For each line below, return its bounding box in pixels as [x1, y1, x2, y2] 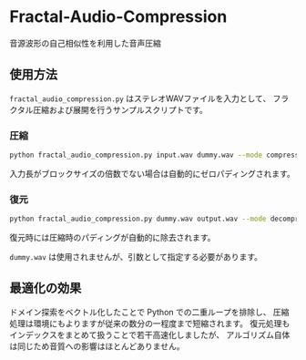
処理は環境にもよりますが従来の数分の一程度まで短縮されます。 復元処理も [9, 317, 291, 329]
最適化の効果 [9, 281, 82, 296]
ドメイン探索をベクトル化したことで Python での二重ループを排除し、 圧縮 [9, 306, 290, 317]
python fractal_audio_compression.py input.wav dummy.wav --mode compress [9, 150, 300, 160]
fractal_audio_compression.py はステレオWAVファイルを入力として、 [9, 93, 271, 104]
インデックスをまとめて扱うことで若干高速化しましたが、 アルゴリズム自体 [9, 329, 291, 340]
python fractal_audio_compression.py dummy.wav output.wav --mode [9, 214, 267, 224]
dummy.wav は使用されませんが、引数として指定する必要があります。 [9, 252, 262, 262]
